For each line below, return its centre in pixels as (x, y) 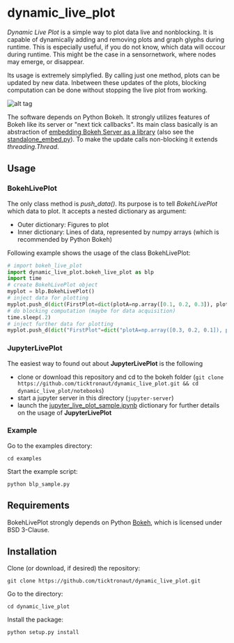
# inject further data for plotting (60, 324)
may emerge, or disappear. (46, 61)
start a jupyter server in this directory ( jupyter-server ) (95, 398)
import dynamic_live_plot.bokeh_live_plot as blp (81, 272)
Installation (32, 552)
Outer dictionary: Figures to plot (63, 224)
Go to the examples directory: (50, 446)
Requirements (38, 505)
